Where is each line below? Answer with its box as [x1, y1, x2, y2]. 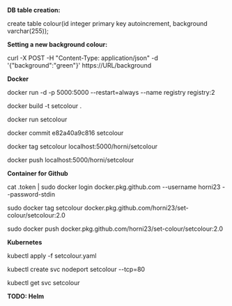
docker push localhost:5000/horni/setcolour [7, 156, 134, 164]
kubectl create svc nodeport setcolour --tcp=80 [7, 265, 145, 273]
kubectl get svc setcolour [7, 279, 80, 286]
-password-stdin [7, 190, 56, 198]
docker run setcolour [7, 115, 68, 123]
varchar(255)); [7, 27, 49, 35]
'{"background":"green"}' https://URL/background [7, 61, 152, 69]
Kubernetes [7, 238, 42, 246]
